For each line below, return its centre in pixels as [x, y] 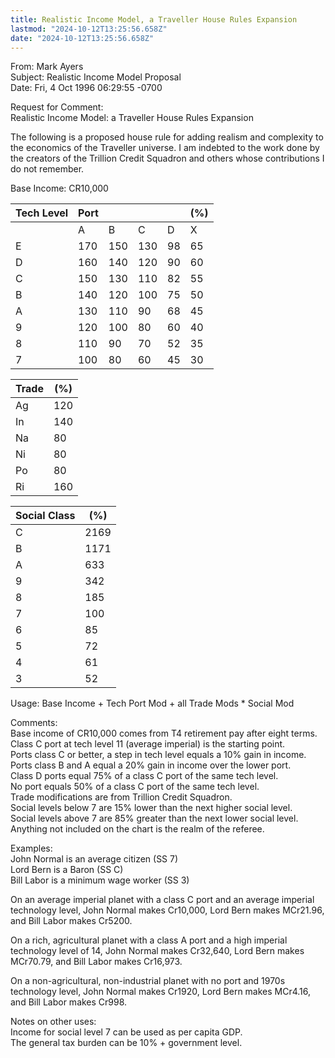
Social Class [45, 516]
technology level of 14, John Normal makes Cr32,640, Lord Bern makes [157, 951]
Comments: [34, 723]
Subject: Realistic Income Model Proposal [96, 77]
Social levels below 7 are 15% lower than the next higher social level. [151, 808]
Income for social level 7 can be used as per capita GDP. [126, 1032]
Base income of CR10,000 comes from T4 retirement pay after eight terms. [164, 733]
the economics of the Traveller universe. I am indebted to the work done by [165, 148]
